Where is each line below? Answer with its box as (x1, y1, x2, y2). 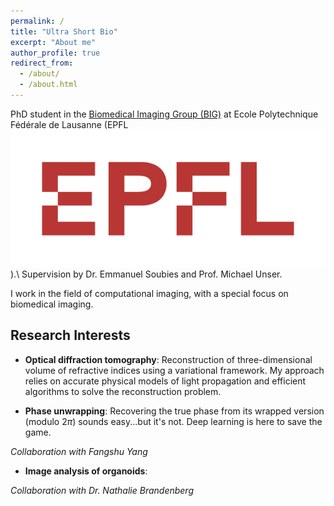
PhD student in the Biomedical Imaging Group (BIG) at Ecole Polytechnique (10, 108, 319, 120)
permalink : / (10, 16, 65, 26)
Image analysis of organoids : (24, 465, 148, 477)
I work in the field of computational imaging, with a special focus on (10, 287, 289, 299)
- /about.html (19, 80, 78, 90)
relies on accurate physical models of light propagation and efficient (24, 375, 307, 387)
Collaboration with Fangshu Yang (10, 445, 148, 457)
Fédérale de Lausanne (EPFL (10, 118, 129, 130)
